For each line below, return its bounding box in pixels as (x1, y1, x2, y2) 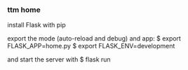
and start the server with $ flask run (7, 55, 111, 64)
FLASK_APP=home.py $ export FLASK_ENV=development (7, 42, 175, 50)
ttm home (7, 5, 41, 15)
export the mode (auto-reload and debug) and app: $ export (7, 34, 181, 43)
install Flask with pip (7, 21, 66, 29)
